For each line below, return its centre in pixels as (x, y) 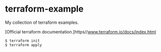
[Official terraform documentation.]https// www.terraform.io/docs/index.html (80, 32)
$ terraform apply (23, 45)
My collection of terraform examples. (42, 22)
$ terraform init (22, 41)
